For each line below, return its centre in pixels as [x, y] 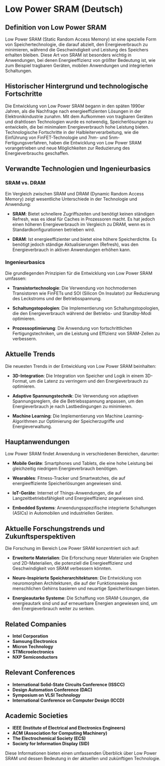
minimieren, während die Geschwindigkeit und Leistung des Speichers [77, 50]
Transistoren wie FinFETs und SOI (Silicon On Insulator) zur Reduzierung [86, 293]
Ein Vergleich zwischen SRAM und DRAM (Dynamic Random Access [75, 193]
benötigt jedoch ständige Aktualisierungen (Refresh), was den [75, 244]
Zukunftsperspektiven [40, 536]
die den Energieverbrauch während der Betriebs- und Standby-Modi [82, 313]
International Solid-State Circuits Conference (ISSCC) [68, 684]
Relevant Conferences [40, 673]
